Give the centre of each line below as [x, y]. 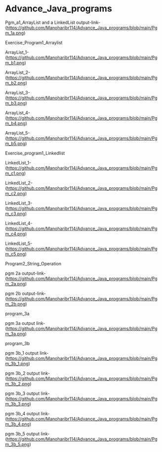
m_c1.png [15, 173]
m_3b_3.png [17, 404]
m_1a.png [15, 33]
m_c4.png [15, 233]
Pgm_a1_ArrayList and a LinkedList [40, 22]
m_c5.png [15, 254]
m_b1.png [15, 63]
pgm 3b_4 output [22, 413]
